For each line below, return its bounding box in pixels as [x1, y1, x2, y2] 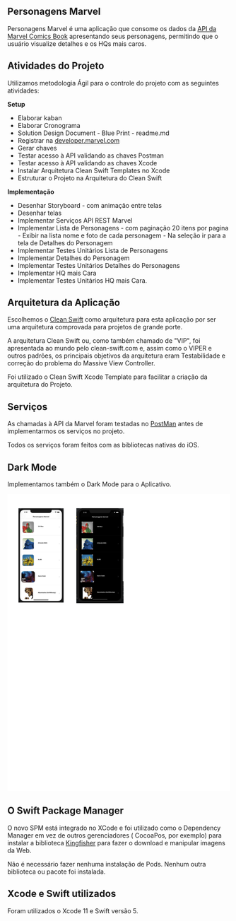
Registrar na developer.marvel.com [17, 136, 120, 144]
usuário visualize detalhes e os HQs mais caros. [7, 39, 147, 48]
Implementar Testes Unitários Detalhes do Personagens [17, 261, 180, 269]
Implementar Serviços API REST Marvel [17, 216, 133, 225]
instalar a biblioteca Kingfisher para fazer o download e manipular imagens [7, 838, 226, 847]
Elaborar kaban [17, 113, 62, 122]
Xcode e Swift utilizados [7, 888, 117, 900]
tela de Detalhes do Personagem [17, 238, 113, 247]
